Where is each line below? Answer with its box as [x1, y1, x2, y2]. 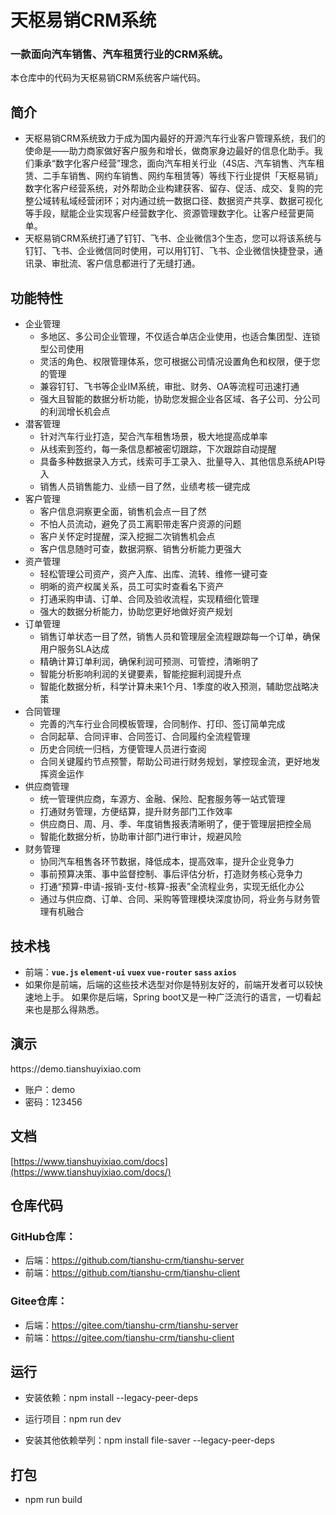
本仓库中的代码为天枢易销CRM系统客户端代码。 [10, 72, 206, 84]
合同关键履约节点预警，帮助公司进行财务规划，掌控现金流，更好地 [39, 756, 312, 768]
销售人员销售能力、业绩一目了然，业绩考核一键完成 [39, 481, 251, 493]
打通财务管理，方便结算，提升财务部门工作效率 [39, 806, 233, 818]
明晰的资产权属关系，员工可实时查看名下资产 [39, 581, 225, 593]
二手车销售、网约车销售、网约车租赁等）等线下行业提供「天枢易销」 [42, 170, 323, 182]
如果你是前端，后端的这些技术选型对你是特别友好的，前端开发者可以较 [24, 978, 315, 990]
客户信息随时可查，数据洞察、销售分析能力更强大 [39, 543, 242, 555]
